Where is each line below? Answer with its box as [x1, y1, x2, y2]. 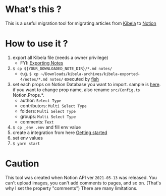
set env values [12, 135, 43, 141]
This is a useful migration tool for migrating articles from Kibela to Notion [5, 20, 156, 26]
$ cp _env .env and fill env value [12, 124, 81, 130]
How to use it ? [5, 38, 68, 49]
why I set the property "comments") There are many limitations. [5, 185, 138, 191]
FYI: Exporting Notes [20, 59, 64, 66]
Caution [5, 158, 39, 169]
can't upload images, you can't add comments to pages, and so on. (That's [5, 180, 161, 186]
